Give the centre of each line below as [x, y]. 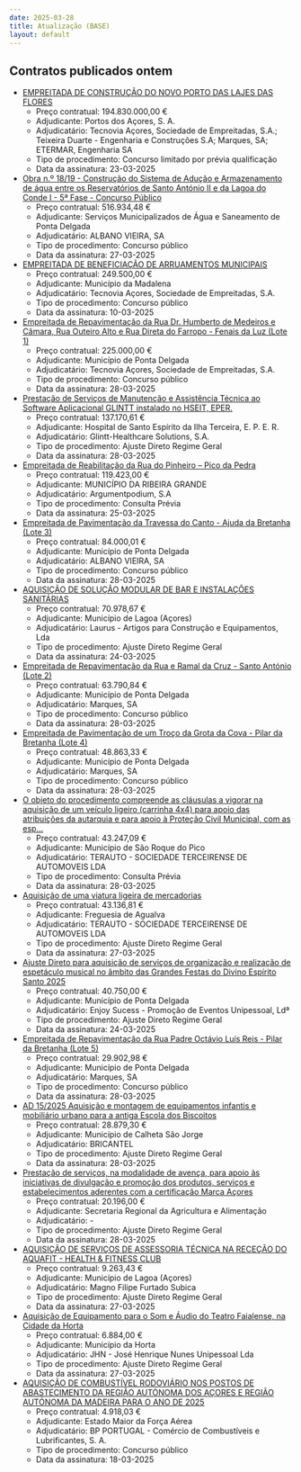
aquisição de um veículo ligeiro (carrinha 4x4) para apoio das [136, 810]
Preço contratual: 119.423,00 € [93, 475]
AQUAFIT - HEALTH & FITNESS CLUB [92, 1259]
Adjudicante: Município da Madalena [103, 283]
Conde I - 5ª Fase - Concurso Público [92, 198]
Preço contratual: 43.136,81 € [89, 905]
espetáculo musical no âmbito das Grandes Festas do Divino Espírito [149, 972]
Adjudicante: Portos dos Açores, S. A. [105, 121]
